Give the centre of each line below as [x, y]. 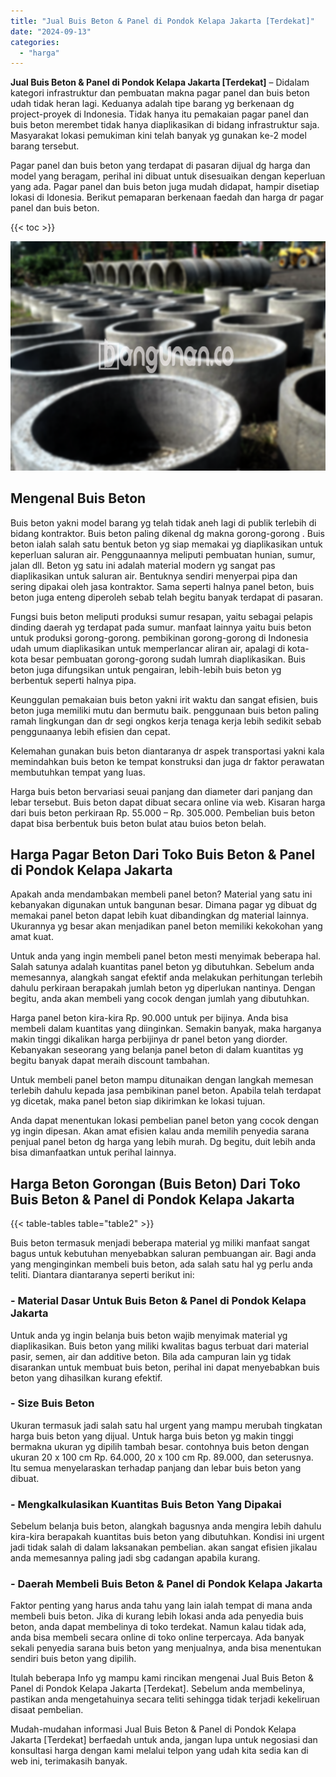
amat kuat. [32, 937]
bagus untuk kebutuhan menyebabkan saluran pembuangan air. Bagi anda [163, 1254]
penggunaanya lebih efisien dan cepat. [90, 731]
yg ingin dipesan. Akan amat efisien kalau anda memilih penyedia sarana [160, 1131]
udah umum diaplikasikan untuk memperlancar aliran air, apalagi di [148, 648]
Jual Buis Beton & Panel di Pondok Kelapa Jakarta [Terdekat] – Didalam [160, 82]
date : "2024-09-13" [51, 31]
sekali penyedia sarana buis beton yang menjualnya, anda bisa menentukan [166, 1648]
